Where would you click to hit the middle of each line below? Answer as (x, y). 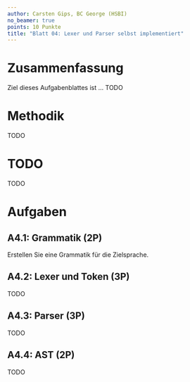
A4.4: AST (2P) (41, 355)
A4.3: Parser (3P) (46, 316)
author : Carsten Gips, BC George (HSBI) (68, 14)
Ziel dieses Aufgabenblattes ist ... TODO (65, 88)
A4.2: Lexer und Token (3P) (69, 277)
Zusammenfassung (65, 68)
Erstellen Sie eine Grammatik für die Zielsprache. (78, 255)
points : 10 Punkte (34, 27)
